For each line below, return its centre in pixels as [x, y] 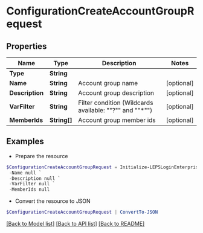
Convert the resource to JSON [53, 201]
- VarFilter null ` [32, 184]
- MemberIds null [29, 190]
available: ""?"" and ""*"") [115, 110]
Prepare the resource [41, 156]
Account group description [116, 93]
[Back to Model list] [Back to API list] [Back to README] [76, 224]
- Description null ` [35, 178]
